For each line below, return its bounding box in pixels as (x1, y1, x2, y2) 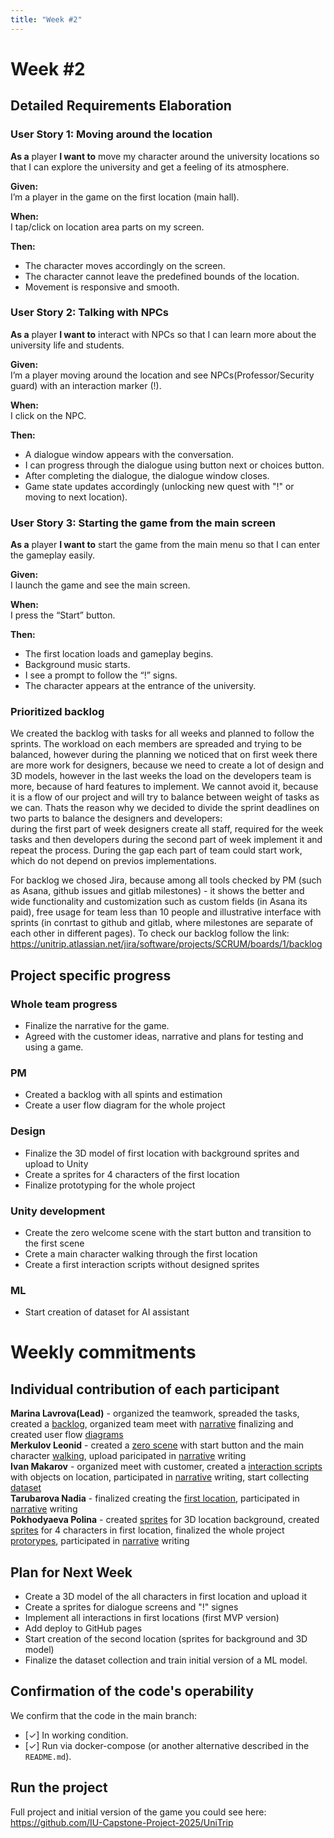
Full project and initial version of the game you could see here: (10, 1806, 267, 1818)
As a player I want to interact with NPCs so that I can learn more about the (10, 328, 317, 340)
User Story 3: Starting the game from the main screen (10, 516, 276, 530)
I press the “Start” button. (10, 609, 116, 621)
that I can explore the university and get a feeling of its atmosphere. (10, 161, 290, 173)
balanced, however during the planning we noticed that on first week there (10, 749, 318, 761)
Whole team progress (10, 997, 118, 1011)
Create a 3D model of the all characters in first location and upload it (24, 1591, 307, 1603)
